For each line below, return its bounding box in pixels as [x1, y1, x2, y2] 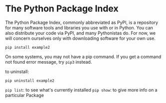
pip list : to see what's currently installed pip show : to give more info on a [5, 87, 158, 93]
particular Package [5, 92, 44, 98]
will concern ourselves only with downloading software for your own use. [5, 35, 156, 41]
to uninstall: [5, 68, 29, 75]
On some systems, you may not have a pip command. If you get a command [5, 53, 162, 60]
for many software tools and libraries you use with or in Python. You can [5, 24, 154, 30]
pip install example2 [5, 45, 50, 50]
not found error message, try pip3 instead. [5, 59, 92, 65]
